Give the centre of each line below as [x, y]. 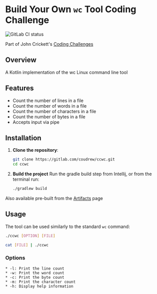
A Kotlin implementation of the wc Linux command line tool [67, 72]
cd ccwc [21, 164]
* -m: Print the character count [41, 282]
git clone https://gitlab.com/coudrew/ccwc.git [64, 159]
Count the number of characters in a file [54, 111]
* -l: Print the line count [35, 268]
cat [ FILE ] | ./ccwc [27, 245]
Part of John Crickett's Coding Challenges [49, 44]
